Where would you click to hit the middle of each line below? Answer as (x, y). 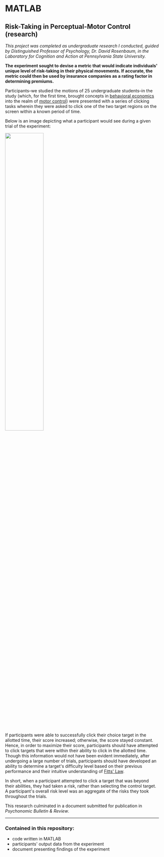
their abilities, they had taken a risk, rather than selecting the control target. (81, 786)
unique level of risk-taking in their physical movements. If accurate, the (79, 71)
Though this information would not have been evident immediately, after (77, 756)
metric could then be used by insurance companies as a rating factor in (79, 76)
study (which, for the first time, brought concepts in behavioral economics (80, 96)
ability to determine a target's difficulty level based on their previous (74, 766)
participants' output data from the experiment (58, 844)
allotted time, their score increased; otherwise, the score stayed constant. (79, 740)
